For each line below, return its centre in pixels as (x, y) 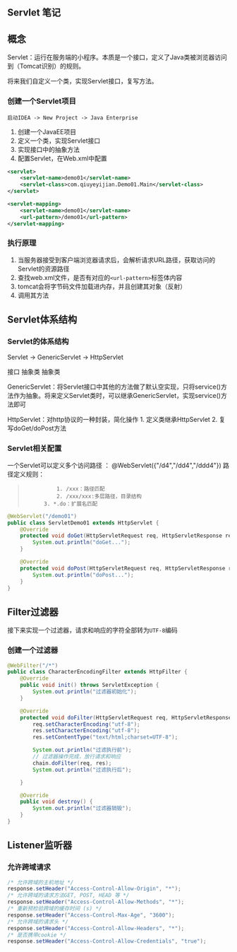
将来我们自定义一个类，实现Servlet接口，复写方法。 (83, 81)
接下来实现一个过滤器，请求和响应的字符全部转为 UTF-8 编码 (92, 630)
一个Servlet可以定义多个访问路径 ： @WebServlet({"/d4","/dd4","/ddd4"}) (115, 465)
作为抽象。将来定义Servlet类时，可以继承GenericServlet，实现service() (117, 396)
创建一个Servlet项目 (42, 101)
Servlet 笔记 (34, 13)
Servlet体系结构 (42, 320)
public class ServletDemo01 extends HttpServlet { (83, 523)
